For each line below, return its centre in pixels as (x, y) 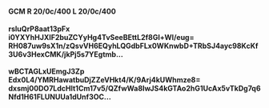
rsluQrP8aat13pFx (39, 29)
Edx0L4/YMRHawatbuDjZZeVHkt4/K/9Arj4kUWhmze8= (104, 80)
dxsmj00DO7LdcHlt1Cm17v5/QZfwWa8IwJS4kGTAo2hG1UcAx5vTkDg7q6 (134, 89)
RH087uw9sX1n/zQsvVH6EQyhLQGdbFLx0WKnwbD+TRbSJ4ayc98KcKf (133, 46)
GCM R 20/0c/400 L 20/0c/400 (62, 11)
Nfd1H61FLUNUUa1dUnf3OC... (60, 97)
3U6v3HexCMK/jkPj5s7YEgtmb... (66, 54)
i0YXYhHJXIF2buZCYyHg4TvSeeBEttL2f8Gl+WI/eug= (101, 38)
